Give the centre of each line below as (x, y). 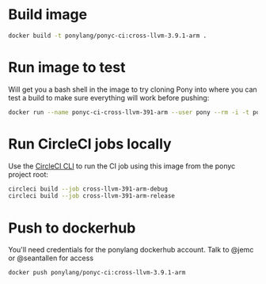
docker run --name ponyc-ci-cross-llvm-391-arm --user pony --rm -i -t (129, 112)
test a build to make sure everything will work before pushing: (109, 97)
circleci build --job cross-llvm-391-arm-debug (88, 189)
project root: (28, 174)
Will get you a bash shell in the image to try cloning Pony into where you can (133, 89)
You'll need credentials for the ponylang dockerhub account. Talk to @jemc (131, 250)
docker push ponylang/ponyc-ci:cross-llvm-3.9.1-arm (97, 273)
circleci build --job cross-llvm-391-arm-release (92, 196)
